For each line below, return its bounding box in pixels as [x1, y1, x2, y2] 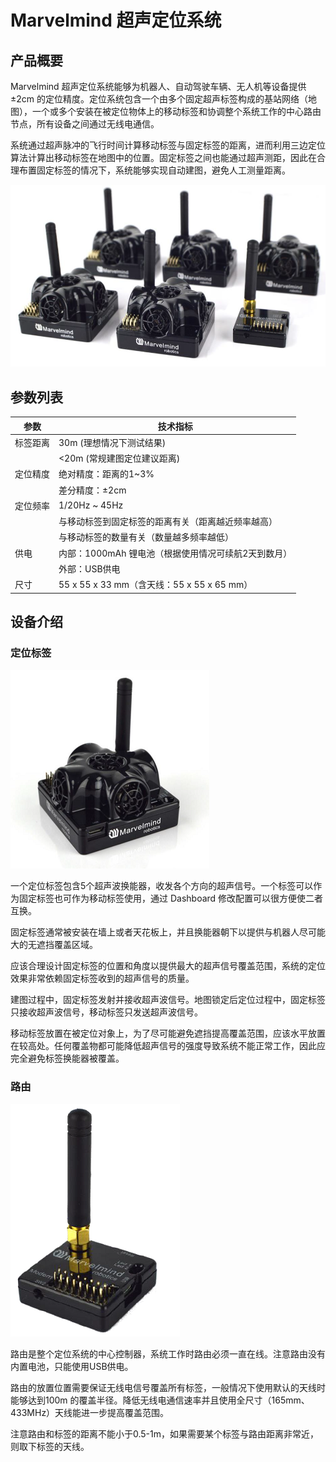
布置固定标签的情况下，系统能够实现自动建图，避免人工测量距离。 [18, 164, 291, 176]
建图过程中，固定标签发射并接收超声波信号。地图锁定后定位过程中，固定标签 [10, 994, 326, 1006]
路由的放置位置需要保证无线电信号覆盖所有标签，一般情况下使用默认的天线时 [10, 1381, 326, 1393]
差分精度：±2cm [58, 484, 127, 496]
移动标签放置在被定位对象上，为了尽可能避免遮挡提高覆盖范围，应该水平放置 [10, 1027, 326, 1040]
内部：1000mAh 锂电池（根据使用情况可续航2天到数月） [58, 547, 293, 559]
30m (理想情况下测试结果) [58, 436, 167, 448]
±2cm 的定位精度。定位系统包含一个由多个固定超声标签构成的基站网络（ [10, 93, 308, 105]
